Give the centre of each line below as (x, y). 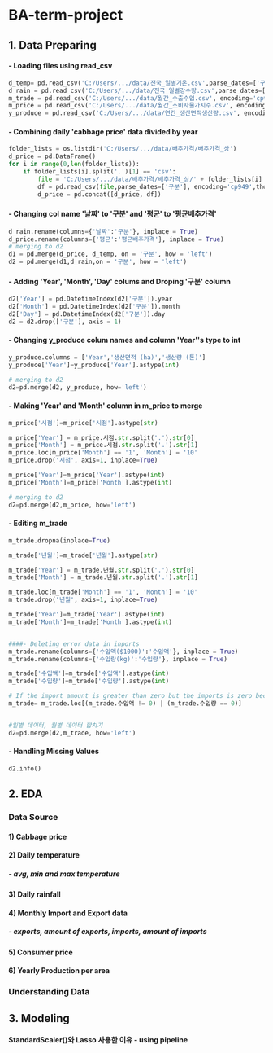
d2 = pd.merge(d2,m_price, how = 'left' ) (72, 505)
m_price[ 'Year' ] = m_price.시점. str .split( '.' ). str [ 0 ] (102, 437)
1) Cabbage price (38, 836)
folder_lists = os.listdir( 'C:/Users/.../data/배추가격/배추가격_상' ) (123, 149)
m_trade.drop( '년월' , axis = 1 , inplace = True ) (83, 600)
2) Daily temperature (44, 855)
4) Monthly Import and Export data (68, 913)
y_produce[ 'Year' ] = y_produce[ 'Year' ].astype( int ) (94, 365)
